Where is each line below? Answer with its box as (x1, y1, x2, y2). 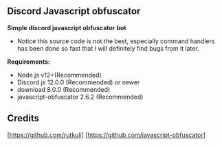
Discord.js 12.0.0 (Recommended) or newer (16, 78, 140, 86)
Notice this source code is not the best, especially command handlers (16, 37, 215, 45)
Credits (7, 112, 40, 124)
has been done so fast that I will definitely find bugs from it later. (16, 44, 199, 52)
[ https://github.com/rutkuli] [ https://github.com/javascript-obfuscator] (7, 130, 206, 139)
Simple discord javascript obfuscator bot (7, 23, 126, 32)
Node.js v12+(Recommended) (16, 71, 102, 79)
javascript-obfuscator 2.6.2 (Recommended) (16, 93, 144, 101)
